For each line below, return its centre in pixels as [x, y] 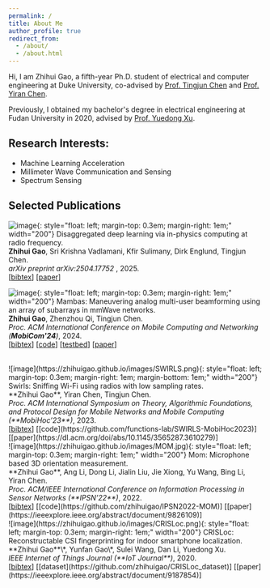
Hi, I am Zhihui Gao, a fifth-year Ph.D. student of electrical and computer [129, 77]
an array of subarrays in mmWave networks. [82, 309]
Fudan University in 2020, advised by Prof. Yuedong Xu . [102, 118]
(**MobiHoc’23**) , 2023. [53, 420]
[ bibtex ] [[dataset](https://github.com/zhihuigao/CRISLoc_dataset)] [120, 566]
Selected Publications [65, 206]
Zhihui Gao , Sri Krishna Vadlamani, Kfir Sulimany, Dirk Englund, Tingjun [127, 251]
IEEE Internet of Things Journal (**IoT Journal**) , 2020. [102, 558]
